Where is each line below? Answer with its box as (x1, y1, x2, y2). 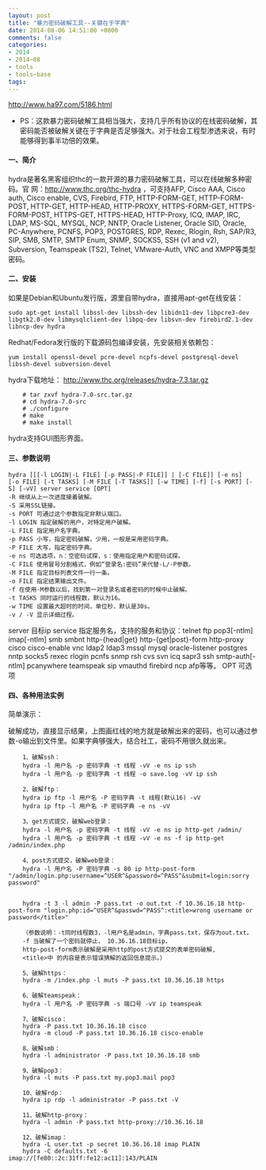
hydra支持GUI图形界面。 (8, 433, 88, 443)
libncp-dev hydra (8, 322, 66, 331)
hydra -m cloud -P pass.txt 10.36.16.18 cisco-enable (22, 1029, 203, 1037)
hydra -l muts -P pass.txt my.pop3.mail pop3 (22, 1073, 176, 1082)
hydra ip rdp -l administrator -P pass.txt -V (22, 1096, 179, 1104)
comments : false (8, 33, 62, 42)
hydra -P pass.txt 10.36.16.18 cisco (22, 1022, 147, 1031)
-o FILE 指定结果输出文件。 (8, 577, 90, 585)
